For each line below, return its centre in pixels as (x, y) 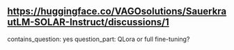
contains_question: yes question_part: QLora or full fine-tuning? (99, 39)
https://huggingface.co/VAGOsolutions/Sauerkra (117, 11)
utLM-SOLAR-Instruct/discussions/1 (88, 23)
